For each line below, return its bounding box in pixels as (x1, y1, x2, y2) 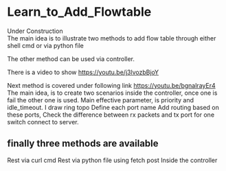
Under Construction (7, 27, 63, 35)
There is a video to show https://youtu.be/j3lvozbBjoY (7, 68, 159, 76)
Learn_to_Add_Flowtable (7, 4, 152, 20)
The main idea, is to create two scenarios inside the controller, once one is (7, 89, 218, 97)
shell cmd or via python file (7, 41, 84, 49)
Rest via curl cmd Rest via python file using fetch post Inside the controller (7, 156, 218, 164)
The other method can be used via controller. (7, 54, 135, 62)
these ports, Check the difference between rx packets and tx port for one (7, 111, 215, 119)
